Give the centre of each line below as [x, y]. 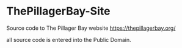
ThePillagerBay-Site [58, 11]
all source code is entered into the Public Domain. [69, 39]
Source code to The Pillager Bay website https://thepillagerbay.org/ [91, 28]
